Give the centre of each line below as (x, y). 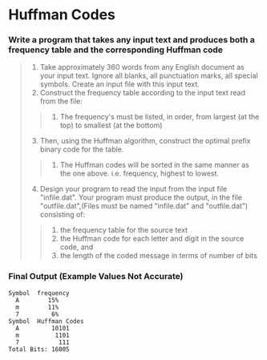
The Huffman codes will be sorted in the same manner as (155, 165)
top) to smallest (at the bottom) (111, 125)
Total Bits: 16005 (39, 349)
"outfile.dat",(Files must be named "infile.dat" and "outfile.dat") (144, 206)
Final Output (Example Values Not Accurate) (96, 277)
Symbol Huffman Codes (46, 321)
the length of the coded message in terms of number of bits (159, 256)
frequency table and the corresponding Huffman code (115, 50)
